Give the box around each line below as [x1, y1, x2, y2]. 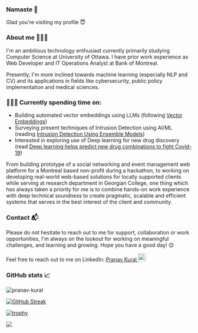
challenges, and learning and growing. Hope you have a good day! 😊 [6, 241, 174, 249]
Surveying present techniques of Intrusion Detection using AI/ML [14, 124, 173, 131]
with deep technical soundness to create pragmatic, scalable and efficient [6, 192, 186, 199]
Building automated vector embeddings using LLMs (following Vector [14, 112, 183, 119]
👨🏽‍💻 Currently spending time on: [6, 98, 102, 106]
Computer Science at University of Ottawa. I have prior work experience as [6, 53, 189, 60]
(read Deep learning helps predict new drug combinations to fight [14, 143, 174, 150]
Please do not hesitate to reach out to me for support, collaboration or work [6, 229, 190, 236]
